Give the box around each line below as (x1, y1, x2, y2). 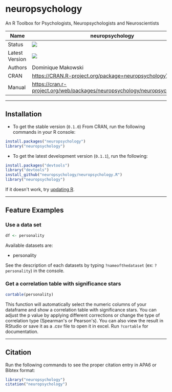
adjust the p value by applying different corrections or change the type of (5, 312, 160, 318)
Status (8, 40, 24, 48)
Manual (8, 84, 26, 91)
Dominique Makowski (32, 64, 83, 71)
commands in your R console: (12, 129, 76, 135)
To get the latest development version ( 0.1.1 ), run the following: (12, 153, 148, 159)
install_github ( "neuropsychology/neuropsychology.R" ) (5, 172, 123, 177)
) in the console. (30, 267, 65, 274)
